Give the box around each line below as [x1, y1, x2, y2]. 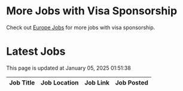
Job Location [41, 79, 79, 87]
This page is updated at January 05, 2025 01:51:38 [6, 64, 132, 71]
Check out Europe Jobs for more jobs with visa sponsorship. [6, 24, 155, 31]
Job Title [9, 79, 35, 87]
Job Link [84, 79, 109, 87]
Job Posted [115, 79, 148, 87]
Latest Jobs [6, 45, 66, 58]
